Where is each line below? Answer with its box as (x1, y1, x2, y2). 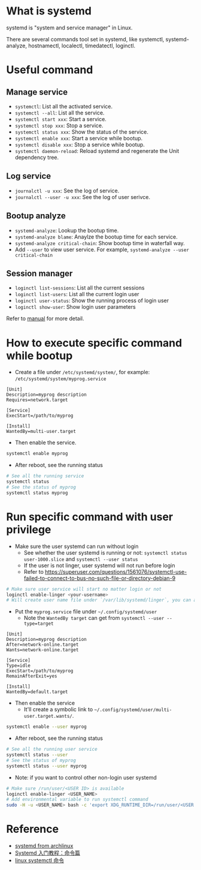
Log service (6, 171, 51, 181)
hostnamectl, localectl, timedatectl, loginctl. (28, 42, 136, 49)
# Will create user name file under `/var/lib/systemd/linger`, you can (6, 597, 191, 603)
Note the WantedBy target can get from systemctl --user (23, 615, 165, 622)
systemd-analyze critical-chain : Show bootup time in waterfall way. (14, 239, 185, 246)
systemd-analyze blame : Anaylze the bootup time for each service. (14, 233, 178, 240)
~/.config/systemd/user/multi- (94, 707, 172, 713)
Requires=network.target (6, 397, 68, 403)
